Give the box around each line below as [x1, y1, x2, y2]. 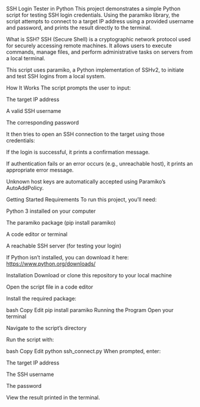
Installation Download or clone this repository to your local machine [6, 272, 172, 279]
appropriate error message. [6, 167, 74, 173]
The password [6, 382, 42, 389]
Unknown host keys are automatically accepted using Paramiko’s [6, 178, 166, 185]
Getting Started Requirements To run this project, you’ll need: [6, 196, 157, 203]
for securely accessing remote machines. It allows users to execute [6, 42, 172, 49]
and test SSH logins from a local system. [6, 73, 106, 79]
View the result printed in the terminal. [6, 394, 100, 401]
